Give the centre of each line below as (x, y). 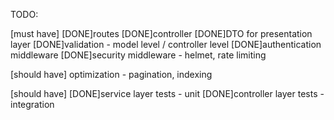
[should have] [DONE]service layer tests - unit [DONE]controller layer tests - (167, 93)
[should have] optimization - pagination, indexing (111, 74)
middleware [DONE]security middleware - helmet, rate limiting (138, 55)
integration (32, 104)
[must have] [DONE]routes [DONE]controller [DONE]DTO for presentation (161, 33)
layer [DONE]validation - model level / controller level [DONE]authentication (166, 44)
